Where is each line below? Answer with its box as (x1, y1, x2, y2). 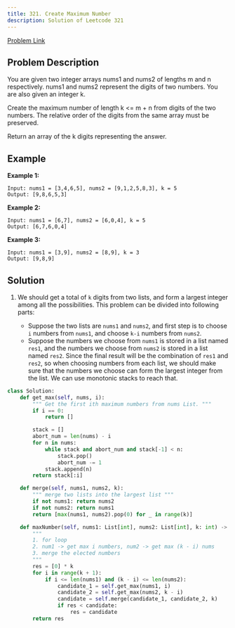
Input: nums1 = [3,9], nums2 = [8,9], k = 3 (7, 249, 140, 257)
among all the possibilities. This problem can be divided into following (17, 300, 219, 309)
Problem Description (7, 56, 100, 68)
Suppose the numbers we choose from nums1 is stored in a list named (27, 336, 229, 345)
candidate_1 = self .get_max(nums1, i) (57, 582, 171, 589)
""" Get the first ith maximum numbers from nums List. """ (32, 400, 212, 408)
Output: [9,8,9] (7, 255, 55, 262)
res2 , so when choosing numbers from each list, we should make (27, 359, 216, 367)
